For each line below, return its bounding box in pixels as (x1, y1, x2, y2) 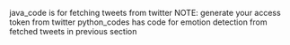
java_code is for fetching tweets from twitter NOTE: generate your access (9, 8, 281, 18)
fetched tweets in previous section (9, 26, 137, 36)
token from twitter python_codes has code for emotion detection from (9, 17, 268, 27)
